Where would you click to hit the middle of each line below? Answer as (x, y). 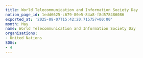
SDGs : (11, 43)
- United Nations (24, 38)
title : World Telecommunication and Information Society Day (72, 10)
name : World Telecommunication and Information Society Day (71, 29)
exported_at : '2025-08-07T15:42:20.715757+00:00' (59, 19)
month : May (17, 24)
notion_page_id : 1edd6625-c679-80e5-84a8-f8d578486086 (65, 15)
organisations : (21, 33)
